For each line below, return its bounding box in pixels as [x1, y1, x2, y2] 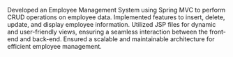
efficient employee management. [7, 43, 103, 50]
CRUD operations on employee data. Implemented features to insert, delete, [7, 13, 225, 21]
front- [209, 27, 227, 36]
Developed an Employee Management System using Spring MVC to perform [7, 6, 226, 14]
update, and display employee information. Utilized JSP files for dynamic [7, 21, 216, 28]
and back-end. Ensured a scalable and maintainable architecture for [20, 35, 215, 43]
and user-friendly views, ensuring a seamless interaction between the [7, 27, 208, 36]
